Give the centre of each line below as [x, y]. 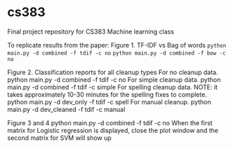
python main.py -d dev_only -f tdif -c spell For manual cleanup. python [109, 101]
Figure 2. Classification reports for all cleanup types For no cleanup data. [113, 72]
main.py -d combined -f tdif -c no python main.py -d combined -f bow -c [116, 53]
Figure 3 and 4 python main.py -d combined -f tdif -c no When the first [110, 122]
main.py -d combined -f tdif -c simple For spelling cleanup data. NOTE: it [113, 87]
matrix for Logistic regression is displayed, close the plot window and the [113, 130]
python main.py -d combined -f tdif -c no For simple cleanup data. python [114, 79]
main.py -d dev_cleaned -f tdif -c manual [66, 109]
